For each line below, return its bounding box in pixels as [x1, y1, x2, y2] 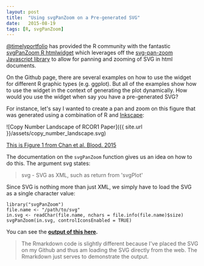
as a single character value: [6, 190, 76, 197]
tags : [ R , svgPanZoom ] [6, 26, 64, 32]
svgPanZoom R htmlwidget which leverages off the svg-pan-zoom [6, 49, 174, 57]
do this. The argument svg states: [6, 159, 91, 167]
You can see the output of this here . [6, 228, 99, 236]
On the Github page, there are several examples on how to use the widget [6, 74, 192, 81]
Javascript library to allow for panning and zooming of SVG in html [6, 55, 173, 63]
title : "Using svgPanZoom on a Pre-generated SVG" [6, 15, 140, 21]
